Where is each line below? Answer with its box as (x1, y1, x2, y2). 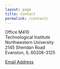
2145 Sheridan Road (5, 44, 45, 51)
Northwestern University (5, 40, 54, 45)
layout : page (5, 7, 31, 12)
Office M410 (5, 29, 30, 35)
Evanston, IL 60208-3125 (5, 50, 56, 55)
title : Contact (5, 12, 36, 16)
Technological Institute (5, 34, 50, 40)
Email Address (5, 59, 34, 65)
